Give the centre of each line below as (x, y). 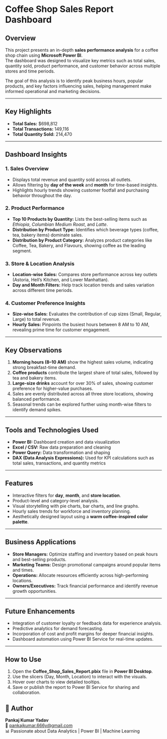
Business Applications (41, 542)
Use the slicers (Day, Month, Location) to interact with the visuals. (80, 677)
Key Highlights (28, 112)
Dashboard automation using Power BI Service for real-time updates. (83, 639)
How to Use (23, 659)
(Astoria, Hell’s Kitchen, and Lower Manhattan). (61, 280)
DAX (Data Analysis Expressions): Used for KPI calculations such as (83, 458)
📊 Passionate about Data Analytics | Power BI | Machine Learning (73, 731)
